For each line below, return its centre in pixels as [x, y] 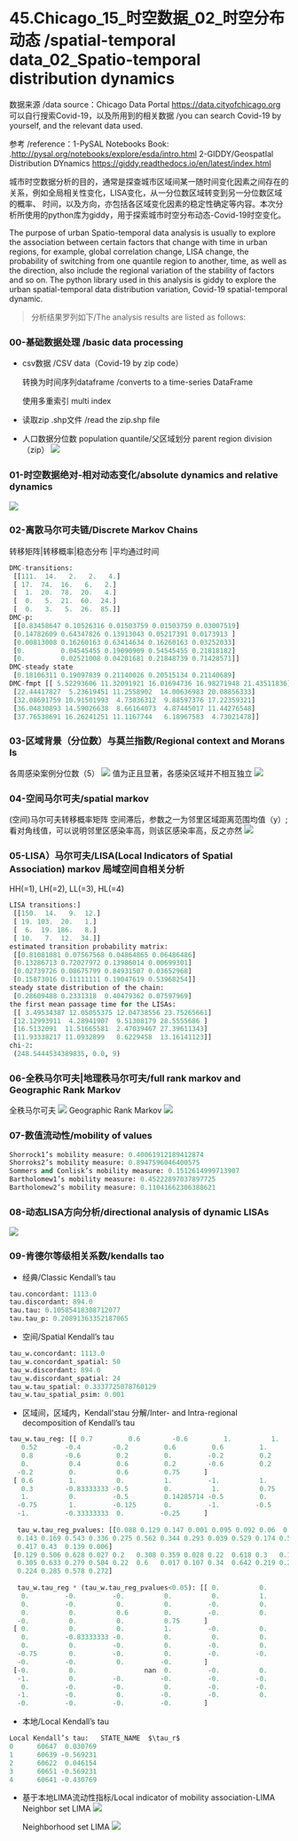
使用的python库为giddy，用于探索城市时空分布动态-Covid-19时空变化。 [155, 215]
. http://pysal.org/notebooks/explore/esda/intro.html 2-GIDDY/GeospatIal [141, 154]
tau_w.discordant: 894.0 [55, 1370]
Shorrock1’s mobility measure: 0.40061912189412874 [106, 1155]
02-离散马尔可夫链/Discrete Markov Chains [104, 530]
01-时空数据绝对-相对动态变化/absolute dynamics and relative [144, 475]
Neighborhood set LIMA [66, 1827]
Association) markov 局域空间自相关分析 [97, 869]
